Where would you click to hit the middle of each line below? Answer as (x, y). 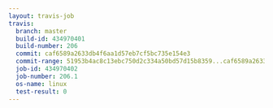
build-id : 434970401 (50, 39)
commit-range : (39, 62)
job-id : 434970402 (47, 69)
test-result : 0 (41, 91)
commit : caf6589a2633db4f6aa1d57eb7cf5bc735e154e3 (103, 54)
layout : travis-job (41, 16)
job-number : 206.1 (47, 76)
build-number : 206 (47, 46)
